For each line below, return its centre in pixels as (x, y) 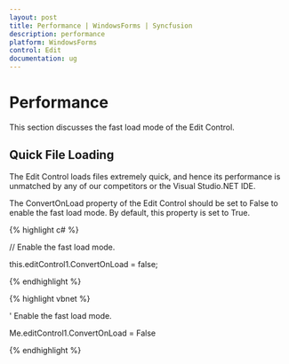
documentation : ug (43, 59)
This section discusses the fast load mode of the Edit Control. (122, 127)
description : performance (57, 34)
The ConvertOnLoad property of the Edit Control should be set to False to (144, 203)
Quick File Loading (62, 155)
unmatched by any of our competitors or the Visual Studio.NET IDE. (132, 186)
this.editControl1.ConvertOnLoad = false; (84, 264)
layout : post (33, 17)
